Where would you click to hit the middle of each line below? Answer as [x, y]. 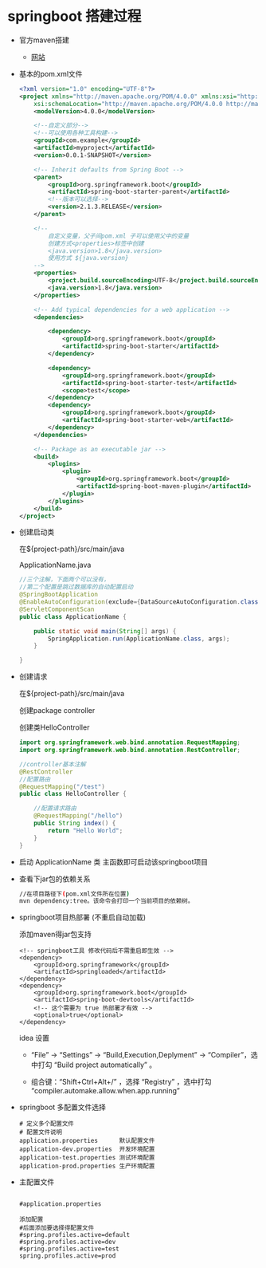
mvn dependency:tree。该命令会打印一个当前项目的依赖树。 [106, 901]
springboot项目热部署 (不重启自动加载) [82, 917]
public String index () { [75, 823]
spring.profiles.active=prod [67, 1256]
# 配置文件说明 [41, 1132]
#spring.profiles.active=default [74, 1235]
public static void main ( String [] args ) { [105, 631]
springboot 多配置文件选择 [63, 1107]
